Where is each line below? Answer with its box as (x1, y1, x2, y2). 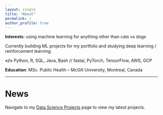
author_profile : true (5, 20, 49, 26)
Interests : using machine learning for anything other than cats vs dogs (5, 34, 147, 40)
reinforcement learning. (5, 48, 52, 54)
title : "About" (5, 12, 36, 16)
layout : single (5, 7, 36, 12)
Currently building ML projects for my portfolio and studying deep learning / (5, 43, 157, 49)
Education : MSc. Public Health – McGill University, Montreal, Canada (5, 67, 143, 73)
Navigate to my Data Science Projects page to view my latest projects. (5, 104, 146, 110)
